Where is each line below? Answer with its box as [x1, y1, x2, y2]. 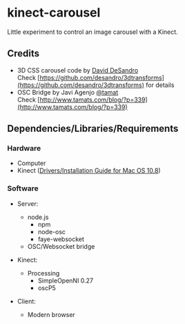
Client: [17, 297, 36, 305]
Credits [7, 48, 40, 59]
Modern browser [27, 310, 76, 318]
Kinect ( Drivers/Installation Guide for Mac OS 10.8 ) [17, 166, 161, 175]
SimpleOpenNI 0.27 [37, 276, 94, 285]
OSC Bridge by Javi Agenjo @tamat [17, 88, 119, 96]
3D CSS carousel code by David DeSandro [17, 66, 139, 74]
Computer [17, 159, 46, 167]
